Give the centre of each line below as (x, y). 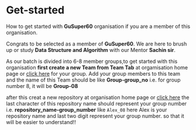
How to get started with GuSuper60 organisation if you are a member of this (98, 26)
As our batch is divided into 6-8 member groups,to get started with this (92, 61)
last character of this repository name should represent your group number (97, 103)
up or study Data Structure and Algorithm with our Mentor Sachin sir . (91, 50)
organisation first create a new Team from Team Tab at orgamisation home (97, 67)
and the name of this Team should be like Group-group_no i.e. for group (93, 80)
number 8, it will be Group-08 (42, 86)
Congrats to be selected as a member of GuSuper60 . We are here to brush (97, 44)
